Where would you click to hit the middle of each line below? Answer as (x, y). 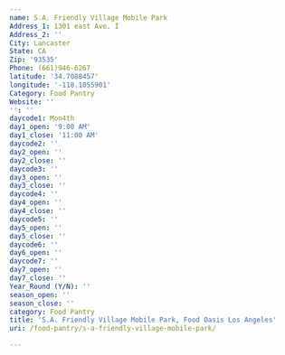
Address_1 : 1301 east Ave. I (64, 26)
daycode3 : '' (34, 169)
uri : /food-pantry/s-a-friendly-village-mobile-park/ (113, 329)
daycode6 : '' (34, 245)
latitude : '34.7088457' (54, 77)
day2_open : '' (36, 152)
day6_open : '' (36, 253)
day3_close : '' (38, 186)
